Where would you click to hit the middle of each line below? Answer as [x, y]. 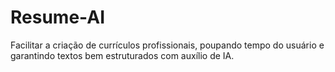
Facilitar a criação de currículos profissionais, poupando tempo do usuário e [167, 45]
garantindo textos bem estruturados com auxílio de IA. [122, 55]
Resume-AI [57, 17]
